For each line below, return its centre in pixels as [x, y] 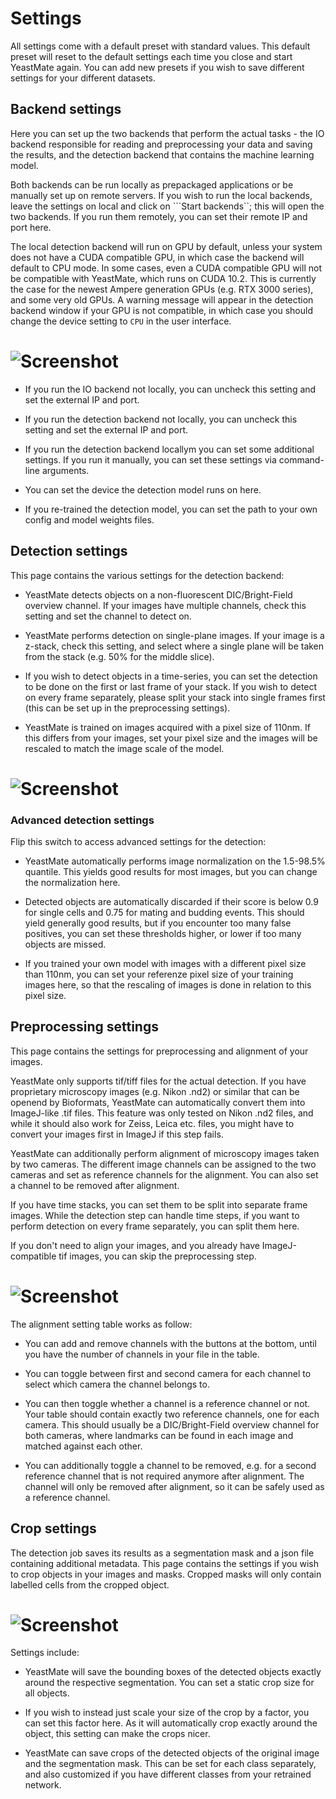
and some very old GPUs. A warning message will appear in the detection [162, 299]
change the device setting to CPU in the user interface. [121, 321]
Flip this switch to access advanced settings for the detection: [138, 841]
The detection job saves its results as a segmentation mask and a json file [162, 1553]
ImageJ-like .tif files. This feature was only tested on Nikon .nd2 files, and [162, 1113]
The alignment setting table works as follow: [101, 1324]
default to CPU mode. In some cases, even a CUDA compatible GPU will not [166, 268]
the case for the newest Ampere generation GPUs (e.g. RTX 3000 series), [162, 289]
